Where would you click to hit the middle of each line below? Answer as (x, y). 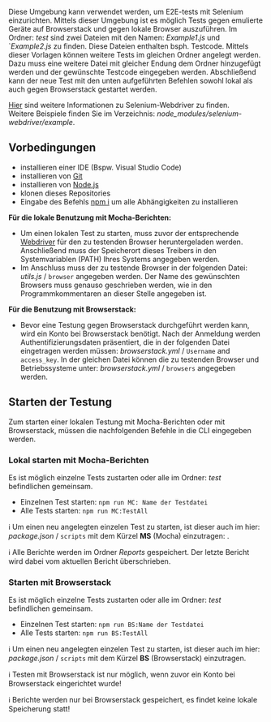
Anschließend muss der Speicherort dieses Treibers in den (118, 250)
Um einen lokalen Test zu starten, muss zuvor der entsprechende (129, 233)
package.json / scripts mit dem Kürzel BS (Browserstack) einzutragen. (127, 658)
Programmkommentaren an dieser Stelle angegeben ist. (113, 293)
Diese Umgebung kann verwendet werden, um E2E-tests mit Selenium (126, 12)
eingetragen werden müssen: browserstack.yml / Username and (125, 350)
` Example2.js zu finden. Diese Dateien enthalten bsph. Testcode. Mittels (129, 46)
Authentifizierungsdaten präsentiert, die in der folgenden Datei (125, 342)
